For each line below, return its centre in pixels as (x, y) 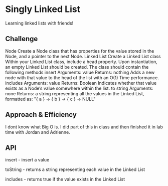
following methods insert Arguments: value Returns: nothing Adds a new (80, 72)
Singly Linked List (43, 9)
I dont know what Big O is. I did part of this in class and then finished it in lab (84, 127)
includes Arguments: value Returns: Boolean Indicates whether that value (81, 83)
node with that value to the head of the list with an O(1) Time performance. (82, 77)
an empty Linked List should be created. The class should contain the (77, 67)
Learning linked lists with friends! (39, 23)
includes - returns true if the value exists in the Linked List (65, 179)
